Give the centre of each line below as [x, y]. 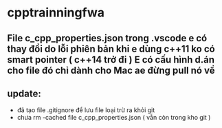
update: [24, 93]
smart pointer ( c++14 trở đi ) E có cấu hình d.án [111, 60]
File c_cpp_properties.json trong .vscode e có [107, 38]
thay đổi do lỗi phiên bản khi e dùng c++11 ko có [111, 49]
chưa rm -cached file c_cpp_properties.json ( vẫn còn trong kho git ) [114, 118]
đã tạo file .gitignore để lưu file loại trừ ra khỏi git [86, 110]
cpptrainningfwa [56, 13]
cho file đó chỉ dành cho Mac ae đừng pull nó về [111, 70]
